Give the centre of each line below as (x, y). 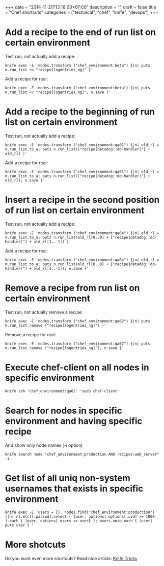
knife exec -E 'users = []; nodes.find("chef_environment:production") (80, 512)
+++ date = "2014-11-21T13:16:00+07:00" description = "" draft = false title (81, 7)
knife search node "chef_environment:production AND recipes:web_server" (82, 454)
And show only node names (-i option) (44, 445)
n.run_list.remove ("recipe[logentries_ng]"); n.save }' (65, 348)
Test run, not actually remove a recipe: (44, 312)
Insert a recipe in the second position (82, 200)
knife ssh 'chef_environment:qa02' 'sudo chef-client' (62, 391)
